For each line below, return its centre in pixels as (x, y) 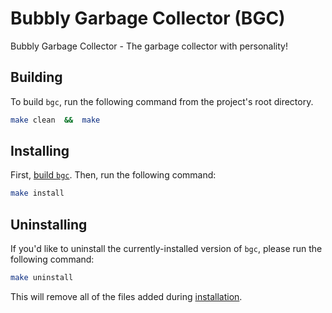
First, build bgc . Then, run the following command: (113, 175)
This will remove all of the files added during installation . (126, 296)
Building (36, 77)
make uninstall (42, 278)
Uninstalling (49, 224)
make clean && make (55, 120)
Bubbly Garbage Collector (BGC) (148, 18)
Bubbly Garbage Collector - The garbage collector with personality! (149, 46)
